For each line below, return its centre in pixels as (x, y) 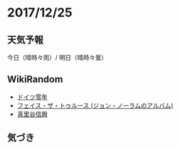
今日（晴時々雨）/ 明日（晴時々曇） (57, 57)
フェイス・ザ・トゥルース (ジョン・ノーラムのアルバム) (95, 105)
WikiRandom (35, 79)
